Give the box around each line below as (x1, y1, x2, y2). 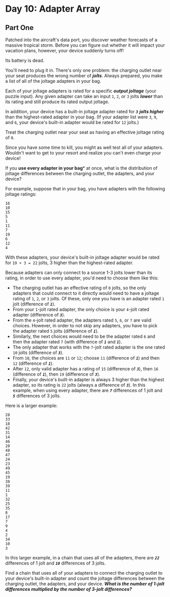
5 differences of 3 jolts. (12, 393, 61, 399)
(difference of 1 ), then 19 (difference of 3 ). (12, 371, 100, 377)
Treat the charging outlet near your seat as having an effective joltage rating (5, 129, 164, 135)
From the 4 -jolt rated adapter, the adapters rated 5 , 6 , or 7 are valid (12, 317, 152, 323)
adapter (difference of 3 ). (12, 312, 65, 318)
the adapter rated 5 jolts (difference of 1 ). (12, 328, 99, 334)
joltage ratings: (5, 191, 37, 197)
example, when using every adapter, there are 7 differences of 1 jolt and (12, 387, 162, 393)
